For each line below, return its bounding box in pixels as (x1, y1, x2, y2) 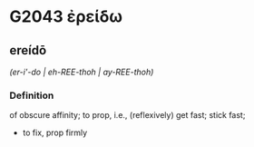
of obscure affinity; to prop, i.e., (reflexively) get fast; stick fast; (9, 110, 246, 121)
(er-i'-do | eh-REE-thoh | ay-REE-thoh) (9, 66, 154, 77)
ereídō (9, 43, 47, 58)
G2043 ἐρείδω (9, 6, 122, 27)
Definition (9, 89, 54, 102)
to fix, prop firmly (22, 127, 88, 138)
